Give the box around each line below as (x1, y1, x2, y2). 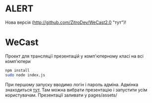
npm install (5, 68, 30, 73)
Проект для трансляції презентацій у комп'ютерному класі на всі (5, 53, 144, 59)
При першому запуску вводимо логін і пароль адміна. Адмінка (5, 81, 139, 87)
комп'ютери (5, 58, 31, 64)
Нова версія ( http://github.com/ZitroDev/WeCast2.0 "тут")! (5, 19, 127, 25)
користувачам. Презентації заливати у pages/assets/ (5, 92, 117, 98)
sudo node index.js (5, 72, 46, 77)
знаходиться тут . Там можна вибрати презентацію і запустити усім (5, 87, 148, 93)
